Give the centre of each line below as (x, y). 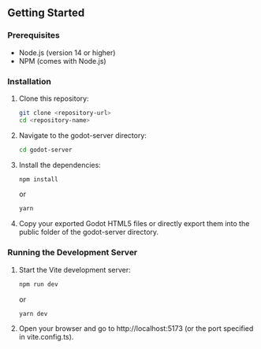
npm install (38, 179)
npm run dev (38, 284)
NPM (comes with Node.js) (63, 61)
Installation (30, 81)
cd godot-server (45, 150)
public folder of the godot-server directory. (89, 232)
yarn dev (33, 314)
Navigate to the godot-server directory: (83, 135)
